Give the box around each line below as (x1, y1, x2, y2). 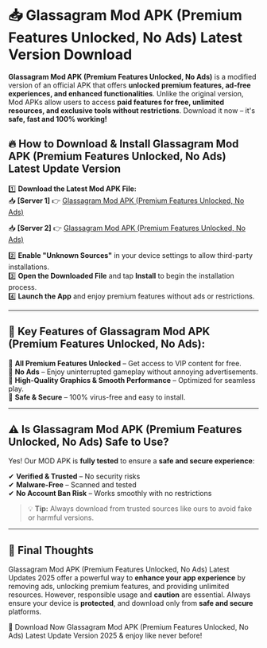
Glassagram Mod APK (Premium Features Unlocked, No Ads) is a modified (8, 72, 257, 81)
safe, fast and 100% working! (8, 114, 107, 123)
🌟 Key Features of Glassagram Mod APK (8, 325, 211, 338)
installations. (8, 262, 50, 271)
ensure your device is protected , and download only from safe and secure (8, 599, 253, 608)
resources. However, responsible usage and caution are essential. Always (8, 590, 251, 599)
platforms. (8, 607, 42, 617)
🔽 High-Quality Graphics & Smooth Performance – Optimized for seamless (8, 375, 256, 385)
